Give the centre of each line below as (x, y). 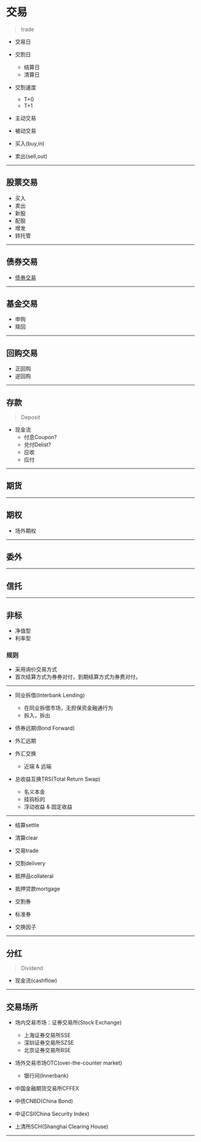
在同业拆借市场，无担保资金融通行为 (68, 708)
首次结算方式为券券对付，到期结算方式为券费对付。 (78, 677)
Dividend (32, 968)
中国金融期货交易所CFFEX (47, 1088)
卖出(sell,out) (31, 156)
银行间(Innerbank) (46, 1075)
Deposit (31, 417)
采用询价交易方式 (36, 669)
